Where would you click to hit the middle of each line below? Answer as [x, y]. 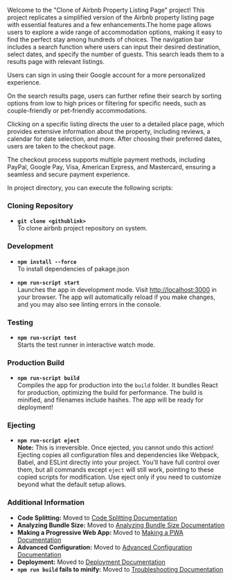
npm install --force [47, 262]
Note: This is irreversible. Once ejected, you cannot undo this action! [115, 447]
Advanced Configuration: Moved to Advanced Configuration [105, 547]
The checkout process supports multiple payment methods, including [106, 160]
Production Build [36, 362]
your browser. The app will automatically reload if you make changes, [116, 297]
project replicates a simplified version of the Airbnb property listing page [111, 17]
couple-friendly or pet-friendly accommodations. [77, 111]
